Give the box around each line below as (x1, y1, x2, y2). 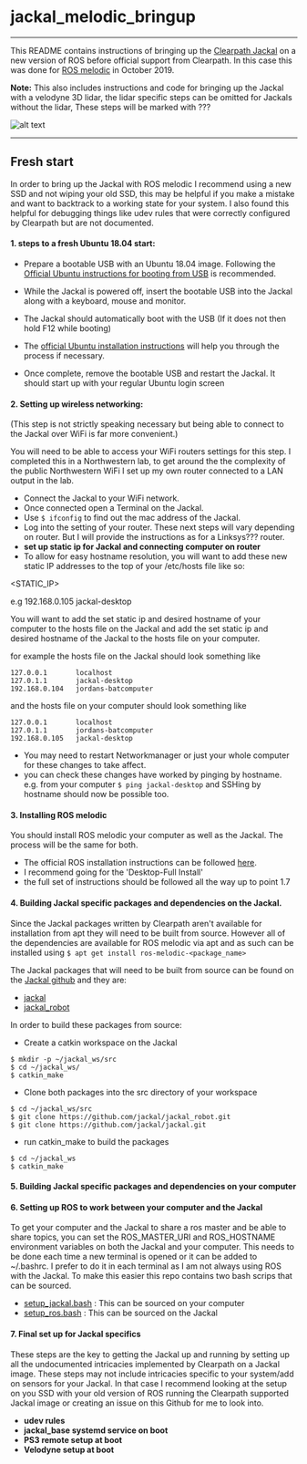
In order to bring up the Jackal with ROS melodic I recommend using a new (10, 178, 292, 189)
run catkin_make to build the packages (23, 1136, 169, 1147)
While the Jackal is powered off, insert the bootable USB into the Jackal (23, 286, 293, 296)
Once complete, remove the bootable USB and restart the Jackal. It (23, 368, 276, 379)
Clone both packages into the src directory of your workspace (23, 1086, 258, 1097)
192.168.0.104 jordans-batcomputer (10, 684, 154, 694)
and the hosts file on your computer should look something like (10, 701, 247, 711)
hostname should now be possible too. (23, 789, 169, 800)
